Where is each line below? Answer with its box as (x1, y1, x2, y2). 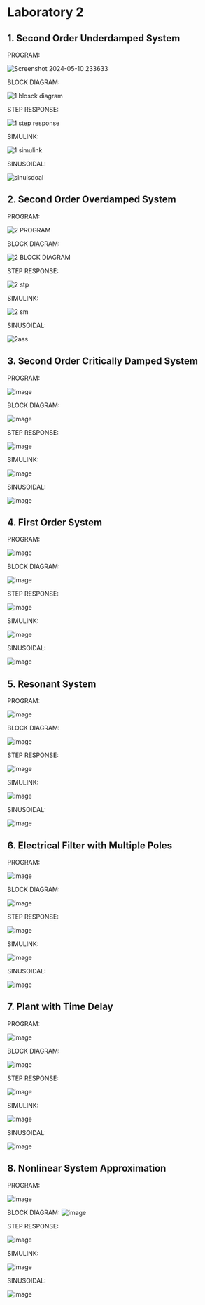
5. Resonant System (7, 678, 97, 690)
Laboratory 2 (7, 4, 84, 20)
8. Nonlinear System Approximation (7, 1162, 167, 1174)
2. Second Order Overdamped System (7, 194, 176, 206)
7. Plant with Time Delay (7, 1001, 113, 1013)
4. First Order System (7, 517, 103, 529)
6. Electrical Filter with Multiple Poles (7, 839, 173, 851)
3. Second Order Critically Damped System (7, 355, 198, 367)
